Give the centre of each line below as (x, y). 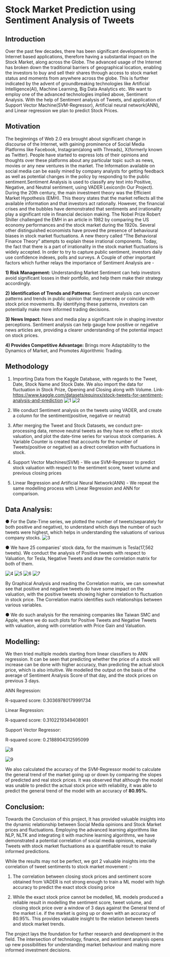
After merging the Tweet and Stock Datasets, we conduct (73, 425)
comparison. (26, 493)
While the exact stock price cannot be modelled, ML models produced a (88, 897)
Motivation (23, 127)
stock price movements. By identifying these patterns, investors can (77, 304)
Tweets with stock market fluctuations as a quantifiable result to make (78, 846)
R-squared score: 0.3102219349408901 (47, 720)
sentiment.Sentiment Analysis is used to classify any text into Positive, (79, 182)
